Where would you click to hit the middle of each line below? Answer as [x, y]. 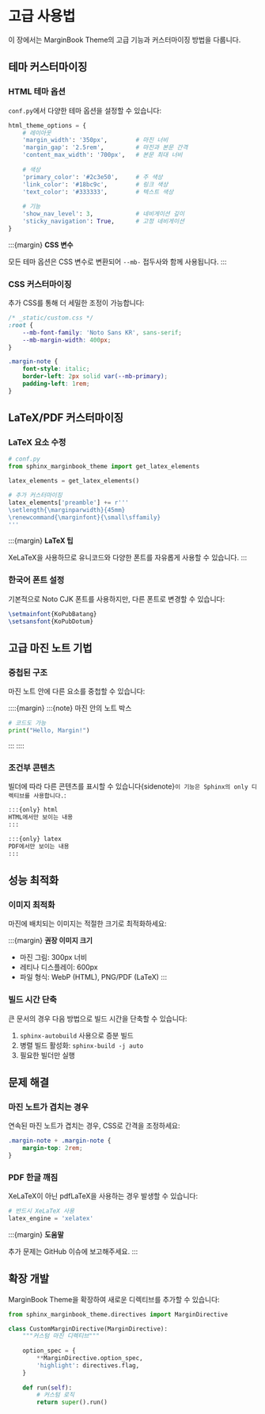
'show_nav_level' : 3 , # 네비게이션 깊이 [103, 214]
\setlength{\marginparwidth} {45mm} [67, 510]
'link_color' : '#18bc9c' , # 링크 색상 [95, 184]
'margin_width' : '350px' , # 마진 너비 [95, 140]
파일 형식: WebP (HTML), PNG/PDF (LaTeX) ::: [93, 977]
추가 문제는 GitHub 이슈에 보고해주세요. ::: [73, 1251]
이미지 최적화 [32, 904]
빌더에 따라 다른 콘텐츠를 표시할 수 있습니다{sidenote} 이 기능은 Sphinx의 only [128, 786]
